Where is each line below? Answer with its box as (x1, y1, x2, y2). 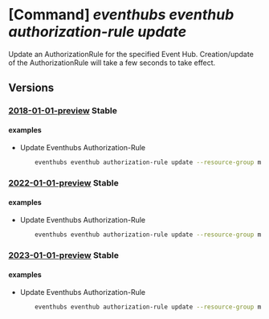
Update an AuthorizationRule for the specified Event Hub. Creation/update (8, 49, 255, 59)
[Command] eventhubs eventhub (8, 6, 234, 24)
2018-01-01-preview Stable (8, 105, 118, 117)
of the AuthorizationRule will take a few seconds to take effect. (8, 58, 216, 67)
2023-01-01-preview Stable (8, 250, 119, 261)
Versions (8, 81, 55, 95)
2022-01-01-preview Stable (8, 178, 119, 189)
